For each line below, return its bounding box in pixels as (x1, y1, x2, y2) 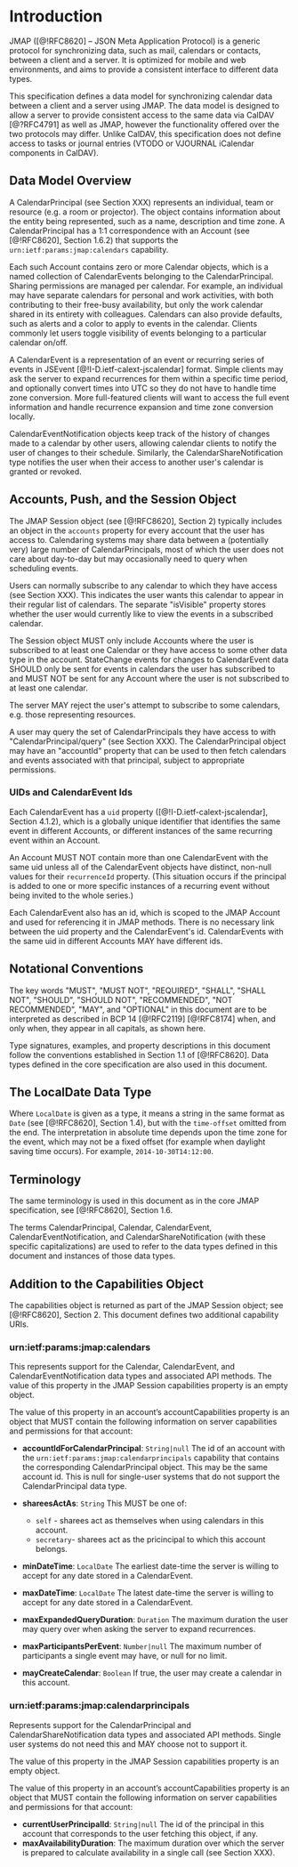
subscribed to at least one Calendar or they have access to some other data (9, 644, 287, 655)
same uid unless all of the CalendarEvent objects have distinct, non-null (9, 861, 272, 872)
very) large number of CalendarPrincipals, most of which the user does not (9, 544, 285, 554)
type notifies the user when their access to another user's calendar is (9, 457, 264, 467)
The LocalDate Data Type (9, 1085, 152, 1100)
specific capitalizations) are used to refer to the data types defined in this (9, 1241, 278, 1252)
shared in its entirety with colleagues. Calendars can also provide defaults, (9, 309, 283, 319)
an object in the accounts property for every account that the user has (9, 525, 265, 536)
